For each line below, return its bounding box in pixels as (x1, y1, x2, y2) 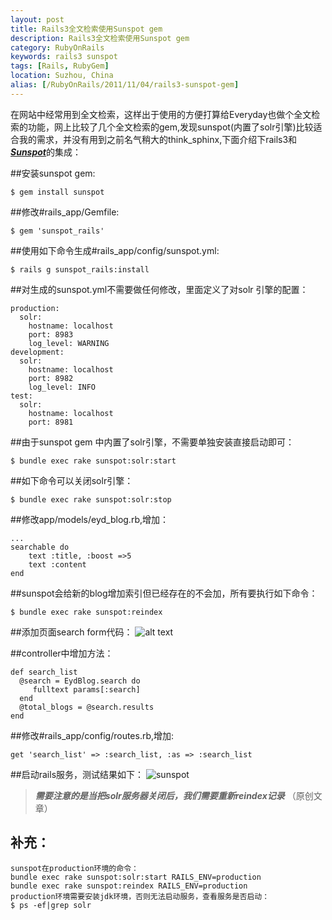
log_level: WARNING (28, 338, 110, 348)
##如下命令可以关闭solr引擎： (10, 474, 134, 486)
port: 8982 (28, 373, 74, 383)
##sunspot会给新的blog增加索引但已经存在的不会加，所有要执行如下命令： (10, 587, 318, 599)
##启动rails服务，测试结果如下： (10, 768, 145, 780)
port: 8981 (28, 417, 74, 427)
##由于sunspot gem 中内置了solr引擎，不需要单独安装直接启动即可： (10, 436, 295, 448)
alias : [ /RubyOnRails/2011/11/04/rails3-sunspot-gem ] (10, 80, 240, 90)
